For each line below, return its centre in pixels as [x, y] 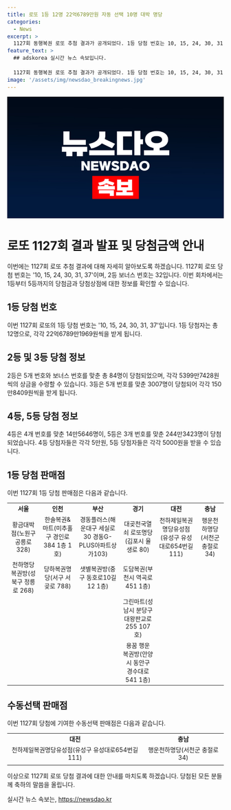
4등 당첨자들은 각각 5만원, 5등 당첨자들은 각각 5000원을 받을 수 [123, 443]
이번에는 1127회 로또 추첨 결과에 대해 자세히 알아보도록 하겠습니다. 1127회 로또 [112, 266]
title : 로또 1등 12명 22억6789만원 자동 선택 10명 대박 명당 [85, 14]
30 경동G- [98, 537]
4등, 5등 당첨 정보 [43, 416]
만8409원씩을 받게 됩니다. [42, 393]
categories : [24, 22]
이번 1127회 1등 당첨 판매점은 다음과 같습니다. [68, 493]
